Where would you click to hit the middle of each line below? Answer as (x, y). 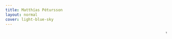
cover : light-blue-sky (29, 19)
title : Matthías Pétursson (34, 10)
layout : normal (21, 15)
